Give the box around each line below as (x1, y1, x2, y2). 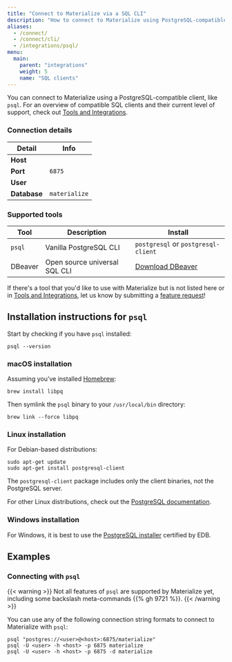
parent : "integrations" (19, 62, 88, 69)
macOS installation (7, 359, 72, 368)
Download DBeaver (135, 261, 198, 271)
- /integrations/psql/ (13, 42, 79, 49)
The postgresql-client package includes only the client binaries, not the (7, 477, 214, 485)
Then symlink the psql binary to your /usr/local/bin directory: (7, 400, 186, 409)
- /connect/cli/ (13, 36, 60, 43)
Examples (7, 551, 50, 563)
